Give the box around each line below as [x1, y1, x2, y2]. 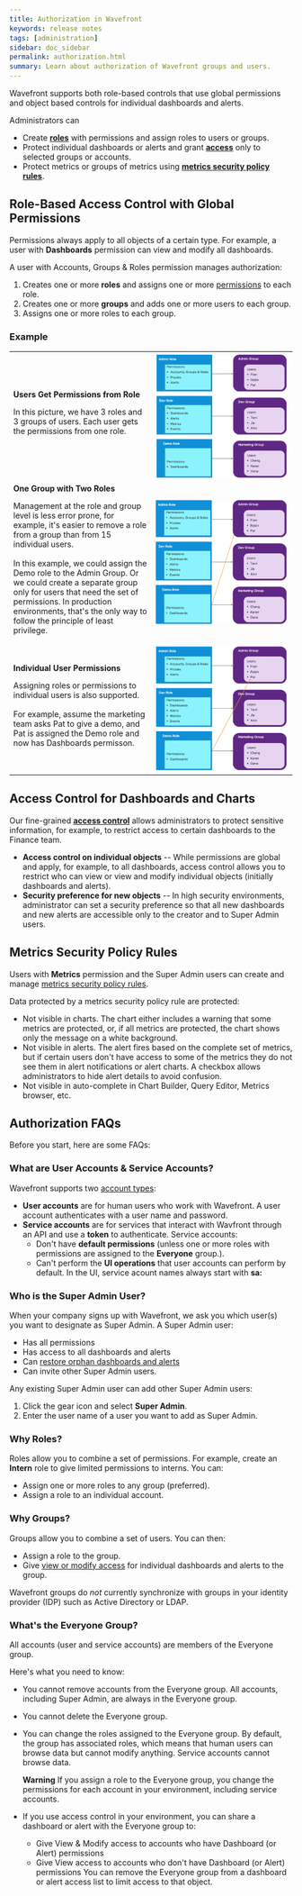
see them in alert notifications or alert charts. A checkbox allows [22, 1061, 261, 1072]
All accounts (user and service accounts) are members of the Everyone [9, 1639, 274, 1650]
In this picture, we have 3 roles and [13, 406, 142, 418]
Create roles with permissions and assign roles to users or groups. [22, 132, 270, 143]
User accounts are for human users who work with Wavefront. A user [22, 1200, 281, 1211]
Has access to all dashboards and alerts [22, 1347, 171, 1357]
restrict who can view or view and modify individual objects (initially [22, 870, 274, 882]
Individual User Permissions [13, 662, 121, 673]
